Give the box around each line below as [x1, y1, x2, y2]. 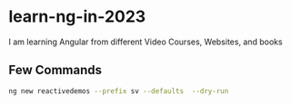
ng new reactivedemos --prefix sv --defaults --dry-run [8, 86, 229, 96]
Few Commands [8, 62, 102, 78]
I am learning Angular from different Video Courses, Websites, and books [8, 36, 283, 47]
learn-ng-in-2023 [8, 6, 146, 27]
